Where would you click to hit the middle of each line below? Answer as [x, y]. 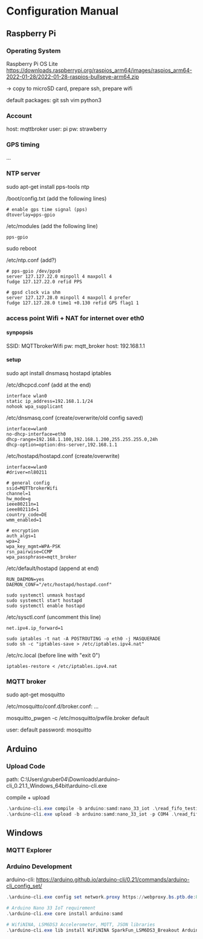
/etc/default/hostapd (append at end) [53, 568]
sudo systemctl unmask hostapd [46, 595]
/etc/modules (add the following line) [52, 226]
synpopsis [20, 332]
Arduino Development [39, 866]
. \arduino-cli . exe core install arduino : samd [64, 914]
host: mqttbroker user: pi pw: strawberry [57, 129]
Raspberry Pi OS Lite [32, 64]
